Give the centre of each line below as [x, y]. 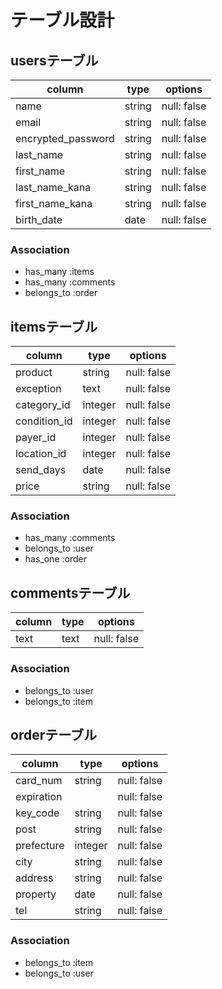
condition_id [44, 421]
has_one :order [55, 559]
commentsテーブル [70, 592]
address [34, 878]
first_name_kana [54, 203]
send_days [41, 470]
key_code [37, 813]
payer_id [36, 438]
